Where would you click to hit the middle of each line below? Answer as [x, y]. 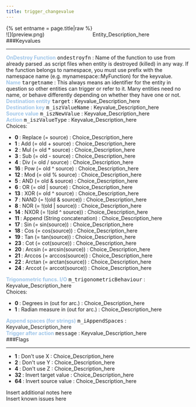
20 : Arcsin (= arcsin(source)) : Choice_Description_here [82, 249]
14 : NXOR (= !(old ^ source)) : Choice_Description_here [81, 212]
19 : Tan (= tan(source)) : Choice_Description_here [75, 237]
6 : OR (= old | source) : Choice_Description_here [73, 187]
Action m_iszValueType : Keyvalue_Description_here [71, 119]
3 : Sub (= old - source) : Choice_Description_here [75, 156]
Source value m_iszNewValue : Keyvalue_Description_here [78, 113]
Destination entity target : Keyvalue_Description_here [73, 101]
